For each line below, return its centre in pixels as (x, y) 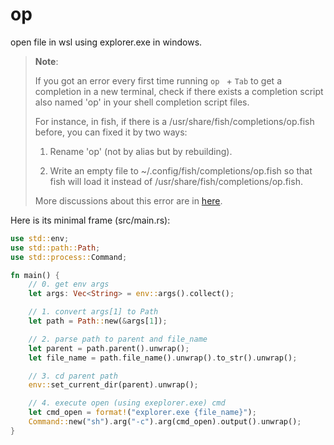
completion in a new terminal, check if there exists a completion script (179, 91)
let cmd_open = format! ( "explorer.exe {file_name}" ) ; (142, 413)
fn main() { (35, 275)
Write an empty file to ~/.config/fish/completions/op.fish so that (181, 170)
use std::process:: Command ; (69, 257)
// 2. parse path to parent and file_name (118, 339)
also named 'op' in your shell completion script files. (142, 102)
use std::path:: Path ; (55, 248)
